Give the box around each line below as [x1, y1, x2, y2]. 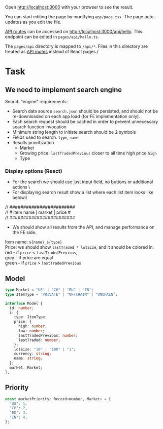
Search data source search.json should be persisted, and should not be [12, 108, 159, 114]
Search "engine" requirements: [5, 99, 68, 104]
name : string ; [14, 356, 43, 361]
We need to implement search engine [5, 85, 122, 94]
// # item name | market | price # [5, 209, 71, 215]
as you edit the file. [23, 19, 62, 25]
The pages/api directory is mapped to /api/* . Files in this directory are [5, 43, 148, 49]
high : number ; [18, 324, 48, 329]
